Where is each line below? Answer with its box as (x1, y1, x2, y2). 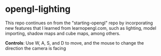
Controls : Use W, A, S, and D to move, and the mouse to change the (5, 40, 144, 46)
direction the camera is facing (5, 45, 66, 51)
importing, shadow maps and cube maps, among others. (5, 30, 120, 36)
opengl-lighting (5, 3, 71, 15)
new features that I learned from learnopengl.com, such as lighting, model (5, 25, 157, 31)
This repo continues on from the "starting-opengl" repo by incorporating (5, 20, 153, 26)
